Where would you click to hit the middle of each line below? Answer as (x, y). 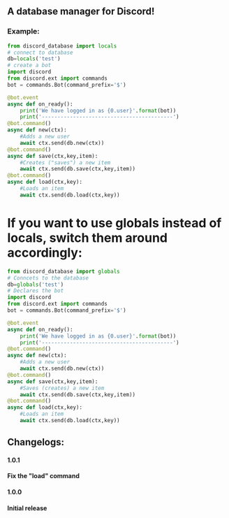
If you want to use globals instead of (114, 223)
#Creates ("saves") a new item (65, 163)
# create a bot (29, 66)
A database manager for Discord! (81, 12)
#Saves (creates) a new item (62, 388)
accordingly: (45, 253)
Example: (23, 31)
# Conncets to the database (48, 278)
